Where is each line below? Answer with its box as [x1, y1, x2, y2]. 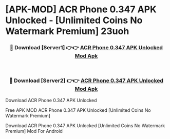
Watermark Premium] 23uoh [5, 26, 129, 37]
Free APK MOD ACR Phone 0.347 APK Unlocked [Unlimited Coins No [5, 107, 151, 113]
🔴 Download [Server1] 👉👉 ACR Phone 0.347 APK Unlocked [9, 44, 163, 51]
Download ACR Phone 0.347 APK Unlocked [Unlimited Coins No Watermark [5, 122, 165, 129]
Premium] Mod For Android [5, 128, 63, 134]
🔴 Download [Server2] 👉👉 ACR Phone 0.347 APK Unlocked [9, 77, 163, 84]
